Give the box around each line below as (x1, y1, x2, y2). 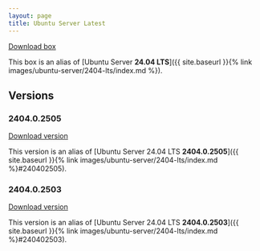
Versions (8, 88, 55, 102)
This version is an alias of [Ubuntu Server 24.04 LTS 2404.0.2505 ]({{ (8, 146, 239, 157)
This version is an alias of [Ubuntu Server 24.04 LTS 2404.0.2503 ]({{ (8, 218, 239, 228)
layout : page (8, 11, 52, 20)
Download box (8, 41, 56, 51)
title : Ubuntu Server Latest (8, 19, 106, 27)
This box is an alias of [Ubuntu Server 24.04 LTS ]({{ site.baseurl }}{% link (8, 57, 253, 67)
